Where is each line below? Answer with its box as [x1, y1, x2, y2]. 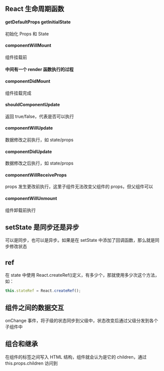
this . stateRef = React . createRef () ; [5, 288, 81, 293]
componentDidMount [5, 78, 51, 84]
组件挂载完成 [5, 90, 31, 96]
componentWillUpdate [5, 125, 53, 131]
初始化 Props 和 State [5, 30, 49, 36]
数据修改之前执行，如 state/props [5, 137, 74, 143]
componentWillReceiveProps [5, 172, 67, 178]
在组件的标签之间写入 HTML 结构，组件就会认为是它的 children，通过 [5, 354, 147, 360]
